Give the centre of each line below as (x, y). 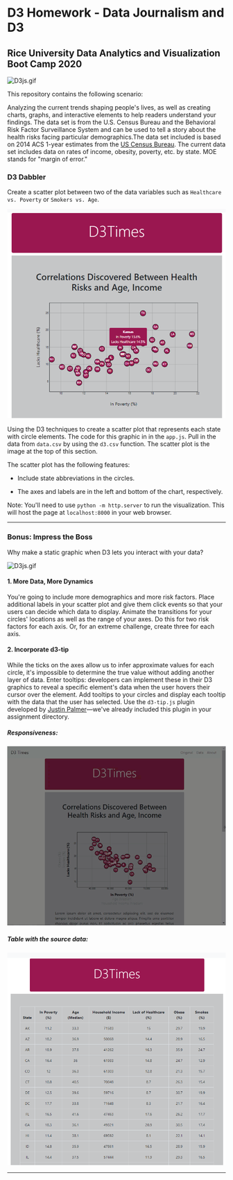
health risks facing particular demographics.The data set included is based (114, 137)
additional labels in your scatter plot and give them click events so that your (115, 604)
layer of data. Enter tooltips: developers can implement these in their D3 (110, 679)
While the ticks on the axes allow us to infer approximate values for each (111, 665)
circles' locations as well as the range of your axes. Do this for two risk (108, 619)
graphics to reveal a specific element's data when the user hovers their (109, 687)
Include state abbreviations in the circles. (76, 478)
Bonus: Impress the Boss (50, 537)
